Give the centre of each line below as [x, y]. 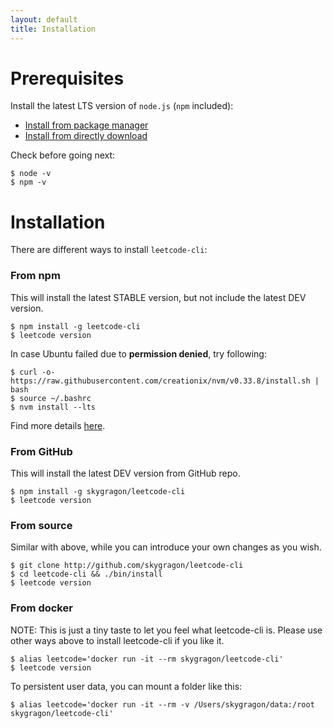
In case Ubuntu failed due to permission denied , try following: [138, 353]
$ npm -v [28, 182]
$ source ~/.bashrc [51, 398]
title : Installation [53, 29]
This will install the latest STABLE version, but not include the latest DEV [158, 297]
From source [41, 525]
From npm [35, 276]
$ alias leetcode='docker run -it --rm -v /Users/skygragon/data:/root [162, 704]
